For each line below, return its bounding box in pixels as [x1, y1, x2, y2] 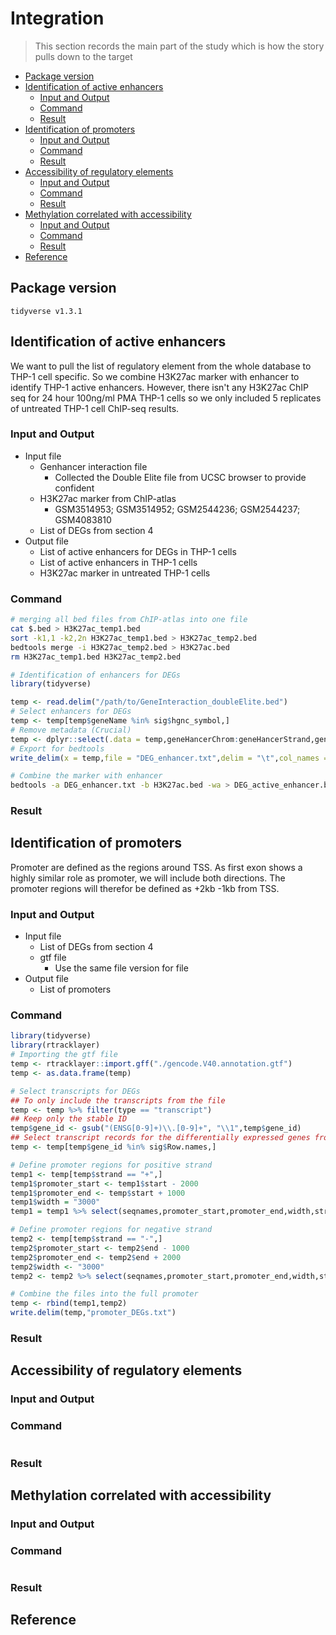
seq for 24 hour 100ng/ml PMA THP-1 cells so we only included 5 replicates [10, 392, 322, 404]
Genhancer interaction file [39, 460, 148, 472]
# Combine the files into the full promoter [10, 1289, 199, 1299]
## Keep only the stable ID [10, 1114, 128, 1124]
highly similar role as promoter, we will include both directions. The [10, 872, 286, 884]
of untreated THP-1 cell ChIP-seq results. [10, 402, 180, 414]
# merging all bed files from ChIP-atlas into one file [10, 615, 248, 625]
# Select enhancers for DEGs [10, 707, 132, 717]
